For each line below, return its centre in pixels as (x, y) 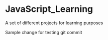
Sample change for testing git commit (44, 32)
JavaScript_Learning (49, 9)
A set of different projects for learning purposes (54, 23)
